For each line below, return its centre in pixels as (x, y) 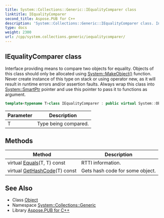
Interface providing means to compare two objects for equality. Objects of (79, 68)
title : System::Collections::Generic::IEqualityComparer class (71, 10)
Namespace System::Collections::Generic (54, 205)
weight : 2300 (18, 32)
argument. (15, 94)
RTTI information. (101, 163)
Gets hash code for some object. (119, 171)
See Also (19, 188)
